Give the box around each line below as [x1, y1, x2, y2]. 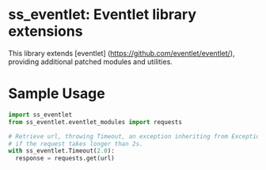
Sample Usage [8, 85, 105, 103]
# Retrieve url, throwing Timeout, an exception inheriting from [8, 132, 228, 140]
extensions [8, 22, 83, 40]
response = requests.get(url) [15, 154, 115, 163]
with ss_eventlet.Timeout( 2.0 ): [8, 147, 115, 155]
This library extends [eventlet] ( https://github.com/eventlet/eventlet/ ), [8, 48, 235, 58]
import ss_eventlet [8, 111, 73, 119]
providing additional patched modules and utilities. [8, 57, 173, 66]
